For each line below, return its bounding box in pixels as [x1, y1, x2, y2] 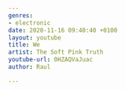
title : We [8, 41, 41, 49]
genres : [8, 11, 34, 20]
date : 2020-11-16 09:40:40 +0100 [8, 26, 118, 34]
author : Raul [8, 63, 51, 71]
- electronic [8, 19, 51, 27]
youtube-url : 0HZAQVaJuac [8, 56, 93, 64]
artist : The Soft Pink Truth [8, 48, 104, 56]
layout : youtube [8, 33, 61, 42]
